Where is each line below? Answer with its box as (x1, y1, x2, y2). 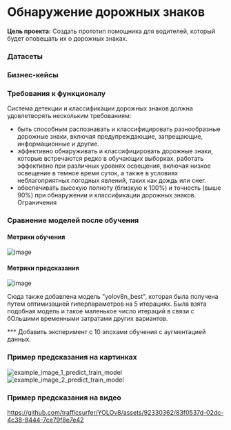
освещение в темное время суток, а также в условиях (17, 169, 178, 177)
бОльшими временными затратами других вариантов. (7, 315, 168, 323)
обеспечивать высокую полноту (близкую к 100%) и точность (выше (17, 184, 221, 192)
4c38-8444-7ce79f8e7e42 (7, 416, 84, 424)
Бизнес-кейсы (7, 70, 59, 79)
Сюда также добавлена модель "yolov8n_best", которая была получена (7, 293, 219, 301)
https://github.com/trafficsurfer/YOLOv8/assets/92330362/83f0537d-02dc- (7, 409, 224, 416)
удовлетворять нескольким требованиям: (7, 112, 132, 120)
